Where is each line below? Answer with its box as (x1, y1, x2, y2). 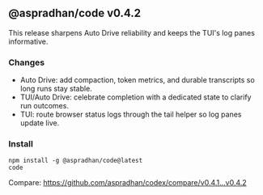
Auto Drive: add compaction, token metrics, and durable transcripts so (19, 75, 255, 85)
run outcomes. (19, 101, 69, 111)
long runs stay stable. (19, 84, 93, 94)
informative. (8, 36, 49, 46)
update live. (19, 118, 60, 128)
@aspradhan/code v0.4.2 (8, 6, 142, 20)
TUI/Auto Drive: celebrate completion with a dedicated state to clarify (19, 92, 252, 102)
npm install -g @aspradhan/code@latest (8, 157, 143, 165)
